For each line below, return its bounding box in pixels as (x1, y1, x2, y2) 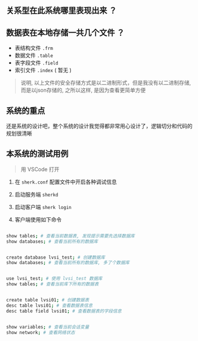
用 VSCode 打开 (20, 165, 60, 173)
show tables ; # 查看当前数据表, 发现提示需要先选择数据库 (6, 233, 135, 239)
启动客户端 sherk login (14, 203, 72, 210)
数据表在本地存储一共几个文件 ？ (6, 27, 125, 37)
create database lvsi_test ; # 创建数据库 (6, 254, 105, 260)
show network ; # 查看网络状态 (6, 329, 75, 336)
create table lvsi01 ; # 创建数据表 (6, 297, 90, 303)
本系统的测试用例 (6, 149, 69, 159)
